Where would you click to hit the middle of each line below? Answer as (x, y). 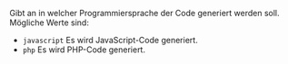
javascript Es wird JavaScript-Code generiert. (110, 40)
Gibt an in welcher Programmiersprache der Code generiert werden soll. (144, 13)
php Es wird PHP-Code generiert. (84, 50)
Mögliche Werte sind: (49, 23)
